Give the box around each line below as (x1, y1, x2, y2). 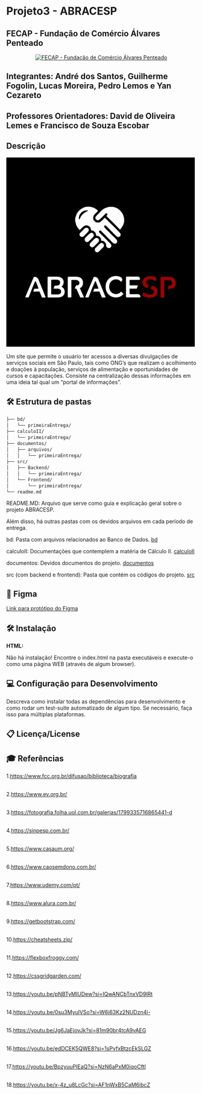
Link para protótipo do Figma (6, 605, 78, 612)
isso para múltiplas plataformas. (6, 710, 86, 718)
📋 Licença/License (6, 729, 80, 739)
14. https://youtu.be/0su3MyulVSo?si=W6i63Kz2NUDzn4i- (6, 1009, 151, 1016)
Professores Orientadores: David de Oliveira (6, 111, 175, 121)
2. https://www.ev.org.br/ (6, 791, 68, 798)
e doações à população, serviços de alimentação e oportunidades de (6, 365, 178, 373)
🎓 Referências (6, 753, 65, 763)
